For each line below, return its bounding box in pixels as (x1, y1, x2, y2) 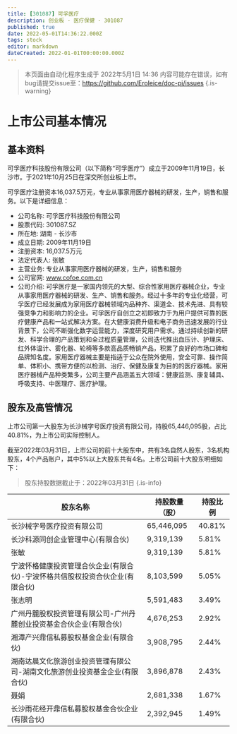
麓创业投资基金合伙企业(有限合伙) (11, 619, 123, 629)
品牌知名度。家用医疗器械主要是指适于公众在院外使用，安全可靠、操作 (17, 352, 222, 361)
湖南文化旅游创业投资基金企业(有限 (22, 666, 139, 676)
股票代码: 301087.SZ (17, 220, 77, 229)
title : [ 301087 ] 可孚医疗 (7, 10, 80, 18)
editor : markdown (7, 43, 59, 50)
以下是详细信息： (19, 196, 69, 205)
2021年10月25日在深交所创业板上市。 (31, 172, 140, 181)
